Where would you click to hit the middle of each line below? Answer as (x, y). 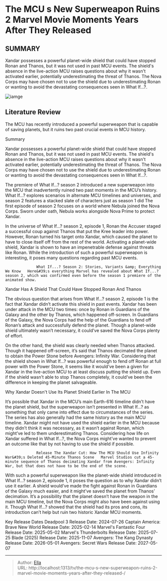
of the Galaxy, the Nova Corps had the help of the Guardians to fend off (78, 320)
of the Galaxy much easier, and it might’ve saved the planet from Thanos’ (80, 491)
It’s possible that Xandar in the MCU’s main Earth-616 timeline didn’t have (80, 402)
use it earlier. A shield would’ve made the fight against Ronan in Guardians (81, 486)
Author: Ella (29, 562)
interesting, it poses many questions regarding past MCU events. (72, 257)
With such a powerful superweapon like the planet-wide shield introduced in (83, 475)
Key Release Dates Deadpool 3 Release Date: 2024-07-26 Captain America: (83, 522)
